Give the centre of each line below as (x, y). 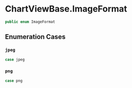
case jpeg (15, 59)
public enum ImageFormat (30, 22)
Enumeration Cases (35, 37)
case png (14, 81)
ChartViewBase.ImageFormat (66, 9)
